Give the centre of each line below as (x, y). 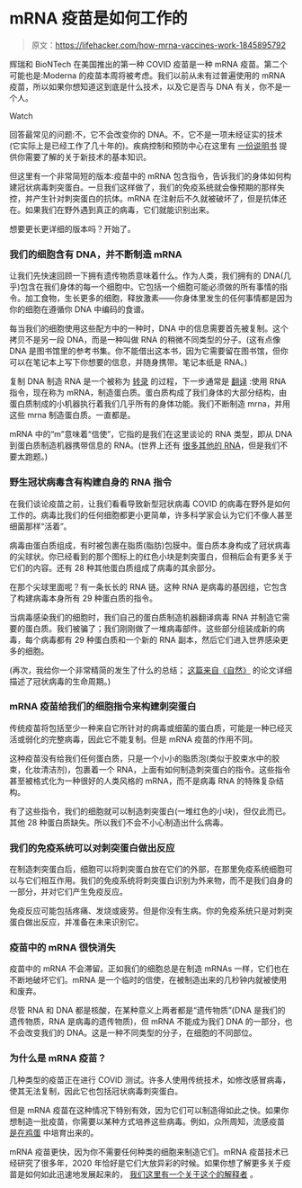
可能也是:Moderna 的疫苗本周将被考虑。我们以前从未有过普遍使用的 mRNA (147, 75)
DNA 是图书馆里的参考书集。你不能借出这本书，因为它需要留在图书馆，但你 (149, 351)
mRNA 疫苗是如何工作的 (98, 18)
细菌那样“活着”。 (40, 526)
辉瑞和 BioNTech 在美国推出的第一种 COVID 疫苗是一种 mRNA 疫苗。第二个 (148, 64)
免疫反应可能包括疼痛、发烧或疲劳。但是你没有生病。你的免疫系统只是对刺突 (151, 911)
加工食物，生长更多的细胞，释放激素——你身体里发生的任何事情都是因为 (159, 299)
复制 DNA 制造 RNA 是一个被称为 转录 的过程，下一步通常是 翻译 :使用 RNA (148, 381)
